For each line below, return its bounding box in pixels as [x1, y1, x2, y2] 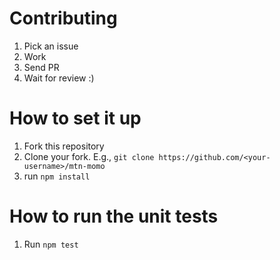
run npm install [23, 170, 91, 182]
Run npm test [23, 238, 79, 250]
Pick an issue [23, 40, 79, 52]
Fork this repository [23, 140, 105, 152]
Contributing [9, 7, 118, 30]
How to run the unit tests [9, 205, 219, 228]
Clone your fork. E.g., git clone [23, 150, 155, 162]
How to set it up [9, 107, 142, 130]
